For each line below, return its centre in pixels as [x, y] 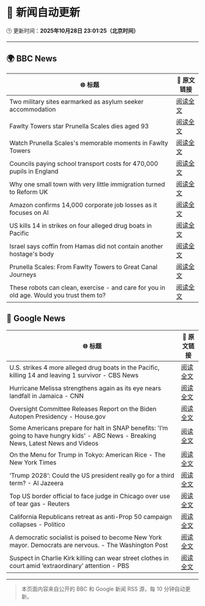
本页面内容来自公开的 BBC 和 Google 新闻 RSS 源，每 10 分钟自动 [103, 589]
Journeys [23, 274]
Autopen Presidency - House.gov [58, 416]
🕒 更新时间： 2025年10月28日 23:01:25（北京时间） [73, 31]
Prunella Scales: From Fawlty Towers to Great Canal [83, 267]
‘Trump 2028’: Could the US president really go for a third [92, 475]
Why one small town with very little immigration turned [87, 184]
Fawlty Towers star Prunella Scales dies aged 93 [79, 126]
